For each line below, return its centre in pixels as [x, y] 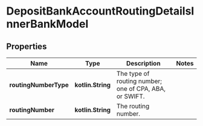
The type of [133, 74]
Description [143, 63]
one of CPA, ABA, [141, 89]
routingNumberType [39, 85]
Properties [27, 46]
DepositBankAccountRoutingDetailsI [100, 11]
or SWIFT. [130, 96]
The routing [133, 106]
